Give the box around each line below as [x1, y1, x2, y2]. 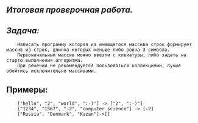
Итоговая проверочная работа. [6, 5, 133, 15]
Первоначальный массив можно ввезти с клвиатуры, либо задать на [17, 52, 187, 58]
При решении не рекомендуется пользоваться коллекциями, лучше [17, 63, 182, 69]
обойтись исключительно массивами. [6, 68, 97, 75]
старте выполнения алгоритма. [6, 58, 83, 64]
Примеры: [6, 84, 48, 95]
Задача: [6, 25, 40, 36]
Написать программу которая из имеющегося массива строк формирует [17, 42, 192, 48]
